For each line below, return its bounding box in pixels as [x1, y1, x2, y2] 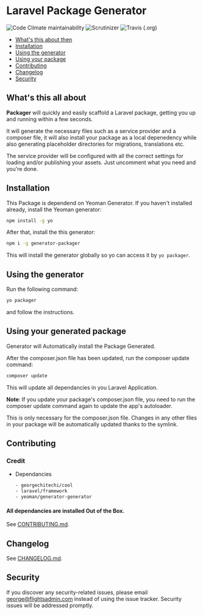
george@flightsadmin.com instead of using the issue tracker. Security [6, 595, 182, 602]
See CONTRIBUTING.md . [6, 521, 69, 528]
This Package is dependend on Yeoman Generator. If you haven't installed [6, 199, 193, 206]
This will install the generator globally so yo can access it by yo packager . [6, 252, 191, 259]
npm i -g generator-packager [6, 240, 80, 247]
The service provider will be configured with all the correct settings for [6, 152, 184, 159]
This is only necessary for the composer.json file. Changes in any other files [6, 414, 197, 421]
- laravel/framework [15, 488, 68, 494]
